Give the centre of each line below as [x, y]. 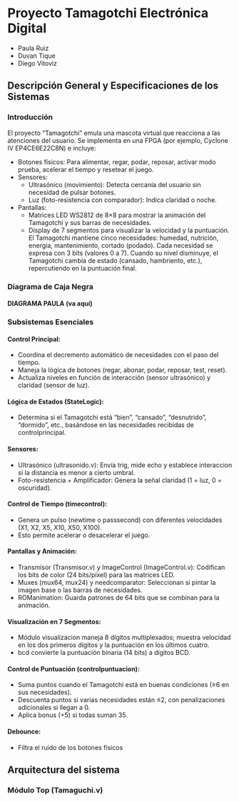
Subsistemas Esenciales [51, 322]
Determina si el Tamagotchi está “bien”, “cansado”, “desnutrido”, [112, 417]
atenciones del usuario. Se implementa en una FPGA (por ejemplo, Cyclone [118, 140]
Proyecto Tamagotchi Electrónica [108, 13]
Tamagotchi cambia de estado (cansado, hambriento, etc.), [115, 260]
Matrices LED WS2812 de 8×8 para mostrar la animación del [117, 215]
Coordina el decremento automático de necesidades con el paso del [118, 355]
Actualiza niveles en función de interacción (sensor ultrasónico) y [114, 378]
